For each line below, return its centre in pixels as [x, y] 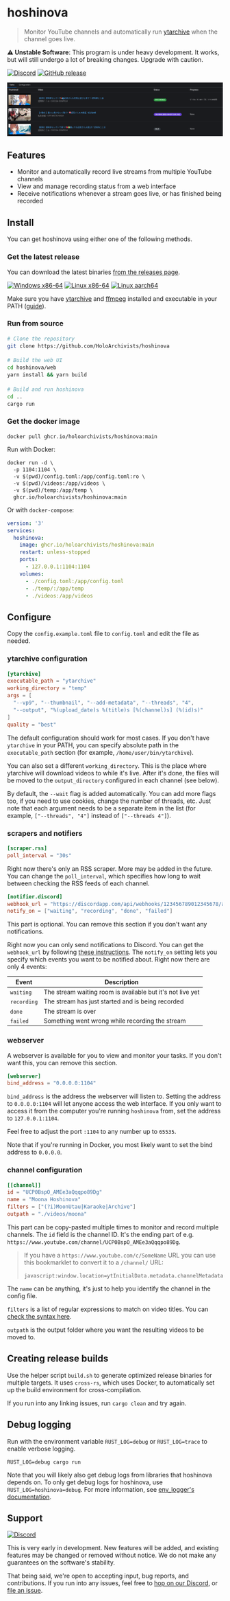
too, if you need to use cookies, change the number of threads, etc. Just [109, 801]
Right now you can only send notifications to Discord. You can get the [105, 945]
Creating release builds [58, 1359]
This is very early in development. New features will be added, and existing [113, 1548]
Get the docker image [44, 422]
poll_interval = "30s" [39, 855]
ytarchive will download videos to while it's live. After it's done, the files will [113, 773]
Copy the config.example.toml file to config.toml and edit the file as [103, 634]
